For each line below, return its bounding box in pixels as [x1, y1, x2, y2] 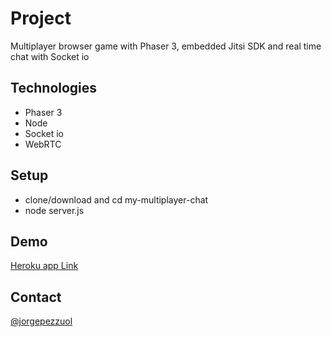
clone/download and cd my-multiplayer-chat [24, 193, 209, 206]
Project [10, 7, 72, 30]
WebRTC [24, 138, 62, 150]
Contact [10, 288, 62, 306]
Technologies [10, 80, 98, 97]
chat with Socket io [10, 50, 90, 62]
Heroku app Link [10, 260, 79, 272]
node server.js [24, 204, 85, 216]
